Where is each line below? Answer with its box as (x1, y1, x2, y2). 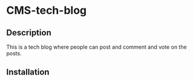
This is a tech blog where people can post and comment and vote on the (6, 43, 187, 50)
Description (6, 28, 51, 38)
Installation (6, 67, 50, 77)
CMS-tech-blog (6, 4, 87, 17)
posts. (6, 50, 22, 57)
